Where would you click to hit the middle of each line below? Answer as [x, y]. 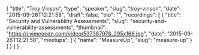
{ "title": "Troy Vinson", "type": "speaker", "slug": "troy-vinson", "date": [94, 9]
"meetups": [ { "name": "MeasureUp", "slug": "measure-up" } [117, 40]
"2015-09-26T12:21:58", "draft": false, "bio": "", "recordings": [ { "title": [94, 15]
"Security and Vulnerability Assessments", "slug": [67, 21]
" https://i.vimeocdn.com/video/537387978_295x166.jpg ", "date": [86, 34]
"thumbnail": [91, 27]
